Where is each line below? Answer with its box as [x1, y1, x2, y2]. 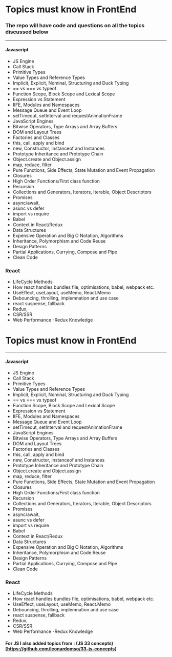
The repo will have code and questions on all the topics [5, 22, 145, 29]
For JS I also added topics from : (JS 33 [5, 640, 91, 647]
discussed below [5, 28, 49, 35]
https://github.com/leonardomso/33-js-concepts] [7, 646, 117, 652]
